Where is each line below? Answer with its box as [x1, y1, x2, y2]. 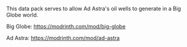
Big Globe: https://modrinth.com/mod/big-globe [6, 23, 126, 30]
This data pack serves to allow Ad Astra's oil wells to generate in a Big [6, 5, 182, 12]
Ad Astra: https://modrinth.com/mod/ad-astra [6, 35, 120, 41]
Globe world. [6, 11, 38, 18]
